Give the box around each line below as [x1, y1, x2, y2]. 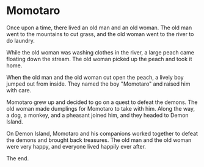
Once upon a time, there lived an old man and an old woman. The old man [6, 24, 192, 31]
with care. [6, 86, 32, 94]
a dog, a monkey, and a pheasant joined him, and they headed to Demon [6, 111, 189, 119]
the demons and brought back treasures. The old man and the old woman [6, 136, 192, 144]
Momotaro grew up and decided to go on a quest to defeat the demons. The [6, 98, 198, 106]
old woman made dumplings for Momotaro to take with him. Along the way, [6, 105, 195, 112]
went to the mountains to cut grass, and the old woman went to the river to [6, 30, 194, 37]
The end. [6, 154, 29, 162]
